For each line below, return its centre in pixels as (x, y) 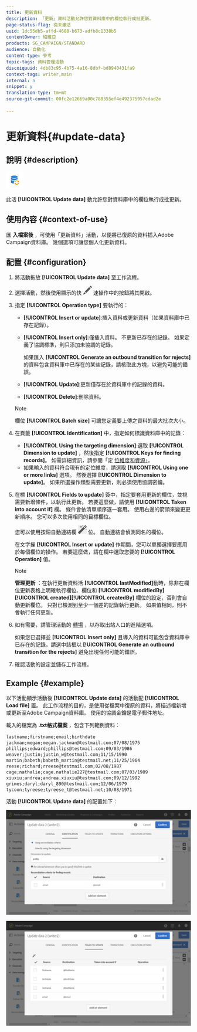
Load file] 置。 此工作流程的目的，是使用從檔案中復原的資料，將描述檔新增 (96, 705)
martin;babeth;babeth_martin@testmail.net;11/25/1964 (73, 761)
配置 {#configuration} (46, 262)
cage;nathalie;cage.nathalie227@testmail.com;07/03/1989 (77, 772)
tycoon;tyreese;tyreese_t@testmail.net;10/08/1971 (69, 790)
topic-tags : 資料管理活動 (35, 62)
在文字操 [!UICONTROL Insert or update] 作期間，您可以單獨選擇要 (96, 545)
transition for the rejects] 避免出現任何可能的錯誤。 (77, 652)
